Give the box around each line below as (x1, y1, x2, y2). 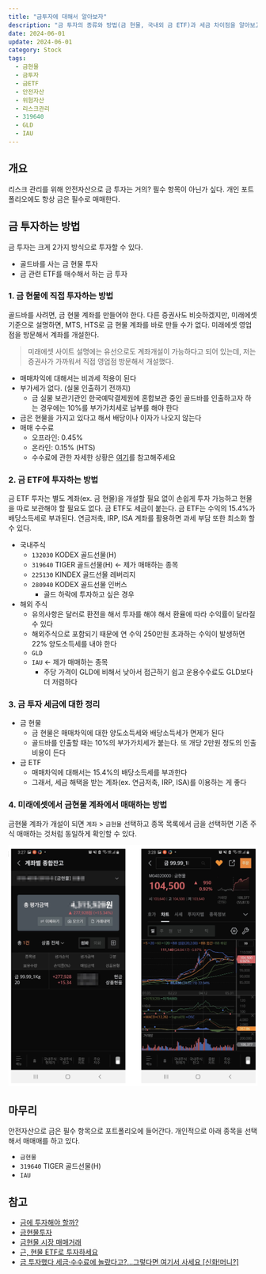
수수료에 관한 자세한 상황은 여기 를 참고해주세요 (31, 452, 176, 462)
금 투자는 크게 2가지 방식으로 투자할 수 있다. (8, 242, 143, 252)
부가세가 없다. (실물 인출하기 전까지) (19, 383, 131, 392)
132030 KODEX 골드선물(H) (31, 550, 117, 559)
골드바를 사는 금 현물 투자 (19, 259, 99, 268)
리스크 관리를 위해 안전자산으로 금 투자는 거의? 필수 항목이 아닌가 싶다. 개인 (8, 184, 240, 194)
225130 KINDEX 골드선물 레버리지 (31, 570, 136, 579)
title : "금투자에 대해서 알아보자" (8, 13, 108, 21)
